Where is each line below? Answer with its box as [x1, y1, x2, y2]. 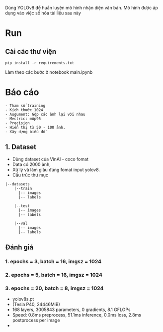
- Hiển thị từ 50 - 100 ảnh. [5, 125, 66, 130]
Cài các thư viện [5, 47, 56, 56]
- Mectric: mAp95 [5, 116, 41, 121]
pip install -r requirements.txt [5, 60, 75, 65]
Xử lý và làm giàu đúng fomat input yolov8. [12, 166, 100, 172]
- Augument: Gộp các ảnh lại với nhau [5, 112, 85, 117]
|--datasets [5, 181, 30, 186]
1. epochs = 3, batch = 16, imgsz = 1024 [5, 258, 102, 265]
